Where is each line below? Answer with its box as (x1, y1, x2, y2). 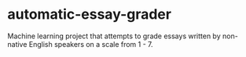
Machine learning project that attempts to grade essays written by (7, 31, 221, 41)
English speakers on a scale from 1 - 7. (28, 39, 154, 48)
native (7, 39, 28, 48)
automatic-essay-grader (7, 5, 172, 23)
